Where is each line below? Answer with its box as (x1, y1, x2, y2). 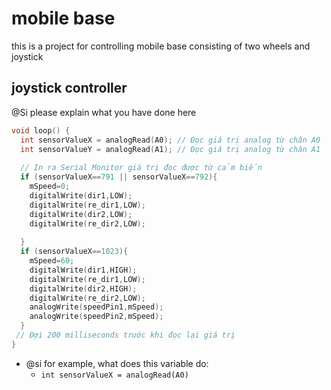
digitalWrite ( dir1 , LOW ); (29, 190, 133, 201)
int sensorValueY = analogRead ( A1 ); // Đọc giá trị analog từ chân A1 (20, 144, 321, 154)
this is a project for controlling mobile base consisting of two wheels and (11, 40, 311, 52)
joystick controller (11, 80, 128, 97)
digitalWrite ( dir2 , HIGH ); (29, 283, 138, 294)
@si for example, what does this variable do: (25, 357, 209, 369)
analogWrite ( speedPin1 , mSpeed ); (29, 302, 164, 312)
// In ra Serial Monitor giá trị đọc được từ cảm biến (20, 163, 263, 173)
